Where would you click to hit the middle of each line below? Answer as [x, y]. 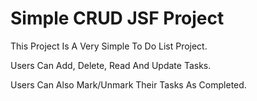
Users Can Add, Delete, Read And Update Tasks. [111, 65]
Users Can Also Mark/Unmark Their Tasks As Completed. [128, 84]
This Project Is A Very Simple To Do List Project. [109, 46]
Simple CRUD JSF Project [117, 18]
